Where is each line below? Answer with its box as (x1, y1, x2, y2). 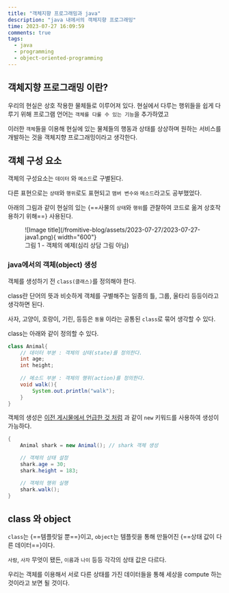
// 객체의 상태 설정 (20, 455, 69, 461)
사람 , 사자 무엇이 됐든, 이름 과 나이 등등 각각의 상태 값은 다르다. (8, 556, 167, 564)
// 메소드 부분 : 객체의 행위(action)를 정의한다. (20, 375, 146, 382)
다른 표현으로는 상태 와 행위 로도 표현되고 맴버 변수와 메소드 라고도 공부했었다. (8, 189, 202, 197)
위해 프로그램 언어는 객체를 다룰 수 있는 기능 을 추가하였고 (20, 110, 170, 118)
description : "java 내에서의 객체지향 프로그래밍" (8, 16, 136, 23)
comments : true (8, 29, 51, 36)
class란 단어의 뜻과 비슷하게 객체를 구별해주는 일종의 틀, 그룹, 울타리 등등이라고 (8, 291, 219, 300)
